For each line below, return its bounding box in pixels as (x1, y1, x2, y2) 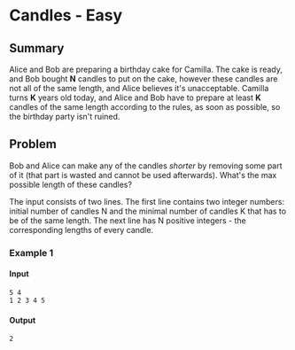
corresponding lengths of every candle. (9, 224, 153, 235)
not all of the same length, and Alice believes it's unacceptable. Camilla (9, 83, 269, 93)
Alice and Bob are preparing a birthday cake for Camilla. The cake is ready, (9, 64, 283, 74)
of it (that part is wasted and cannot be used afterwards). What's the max (9, 169, 277, 180)
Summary (9, 41, 65, 56)
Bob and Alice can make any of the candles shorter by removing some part (9, 160, 283, 171)
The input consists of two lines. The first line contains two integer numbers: (9, 196, 285, 206)
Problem (9, 136, 58, 152)
